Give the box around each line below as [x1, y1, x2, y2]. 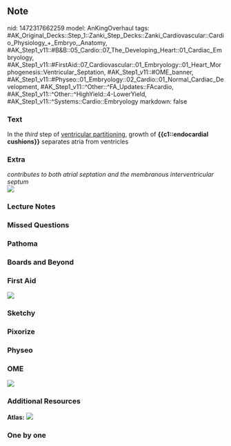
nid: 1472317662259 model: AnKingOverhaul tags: [7, 23, 150, 32]
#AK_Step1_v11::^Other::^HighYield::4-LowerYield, [7, 90, 147, 98]
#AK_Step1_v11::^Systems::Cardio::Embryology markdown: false [7, 97, 188, 106]
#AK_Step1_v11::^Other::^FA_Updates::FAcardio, [40, 82, 174, 90]
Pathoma [7, 239, 38, 249]
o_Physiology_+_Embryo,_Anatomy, [7, 38, 108, 47]
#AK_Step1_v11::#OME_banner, [107, 68, 194, 76]
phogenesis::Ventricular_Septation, [7, 68, 106, 76]
